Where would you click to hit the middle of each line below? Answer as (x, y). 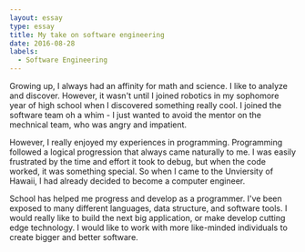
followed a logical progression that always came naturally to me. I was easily (153, 152)
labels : (24, 52)
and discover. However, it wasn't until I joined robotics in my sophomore (144, 96)
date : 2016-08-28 (42, 43)
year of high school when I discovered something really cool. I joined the (146, 105)
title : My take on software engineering (87, 35)
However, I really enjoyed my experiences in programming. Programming (146, 142)
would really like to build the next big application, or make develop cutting (147, 218)
